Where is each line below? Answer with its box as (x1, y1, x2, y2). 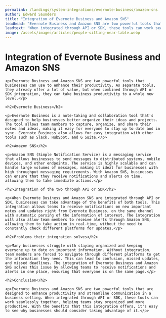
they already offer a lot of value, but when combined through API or (5, 87, 154, 92)
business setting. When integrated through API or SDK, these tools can (5, 295, 158, 300)
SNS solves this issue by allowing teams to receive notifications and (5, 265, 156, 270)
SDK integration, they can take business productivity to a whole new (5, 91, 154, 97)
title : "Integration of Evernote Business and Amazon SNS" (5, 16, 129, 21)
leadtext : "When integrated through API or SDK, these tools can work (5, 26, 154, 31)
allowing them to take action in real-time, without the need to (5, 221, 142, 226)
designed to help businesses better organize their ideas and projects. (5, 117, 158, 122)
